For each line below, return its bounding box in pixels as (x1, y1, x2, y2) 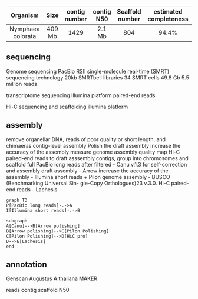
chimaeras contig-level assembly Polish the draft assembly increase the (6, 142, 181, 149)
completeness (147, 15, 189, 23)
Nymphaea (9, 25, 40, 33)
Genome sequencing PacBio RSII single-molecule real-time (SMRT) (6, 68, 170, 75)
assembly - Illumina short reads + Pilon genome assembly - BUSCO (6, 173, 171, 180)
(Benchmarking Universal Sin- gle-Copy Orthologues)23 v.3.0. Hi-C (6, 180, 170, 187)
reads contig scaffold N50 (6, 287, 70, 294)
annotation (6, 260, 47, 270)
